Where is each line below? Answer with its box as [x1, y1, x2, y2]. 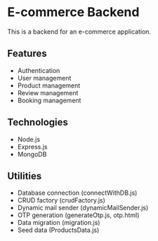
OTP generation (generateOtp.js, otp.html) [17, 211, 140, 219]
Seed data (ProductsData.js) [17, 226, 100, 235]
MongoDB [17, 150, 47, 158]
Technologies [7, 116, 69, 128]
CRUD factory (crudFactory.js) [17, 196, 105, 205]
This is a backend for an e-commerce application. [7, 27, 152, 36]
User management [17, 74, 72, 82]
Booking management [17, 96, 81, 104]
